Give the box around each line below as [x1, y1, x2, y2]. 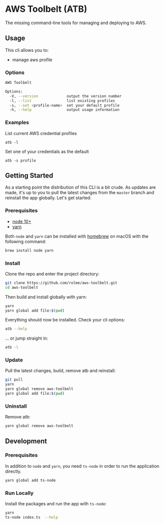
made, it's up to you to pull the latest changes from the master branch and [5, 190, 155, 196]
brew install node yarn [5, 248, 54, 253]
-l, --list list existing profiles [9, 98, 115, 103]
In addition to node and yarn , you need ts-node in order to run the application [5, 463, 160, 469]
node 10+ [12, 218, 31, 224]
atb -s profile [5, 158, 36, 163]
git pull [5, 377, 23, 383]
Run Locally [5, 489, 34, 496]
